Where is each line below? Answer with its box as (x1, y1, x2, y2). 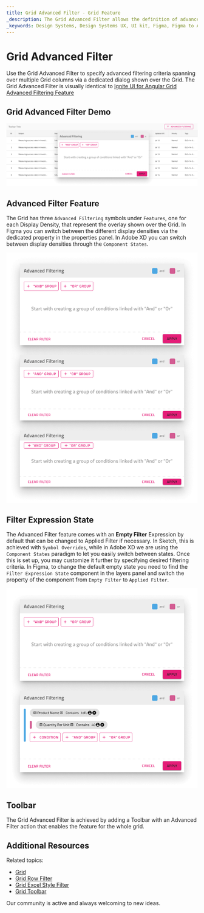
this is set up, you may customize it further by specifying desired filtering (6, 557, 189, 564)
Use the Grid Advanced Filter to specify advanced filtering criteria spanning (6, 70, 196, 77)
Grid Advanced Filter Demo (6, 106, 111, 117)
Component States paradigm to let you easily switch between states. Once (6, 550, 190, 558)
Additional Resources (6, 840, 89, 851)
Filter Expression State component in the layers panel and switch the (6, 569, 185, 577)
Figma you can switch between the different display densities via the (6, 227, 178, 235)
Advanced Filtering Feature (6, 89, 75, 97)
